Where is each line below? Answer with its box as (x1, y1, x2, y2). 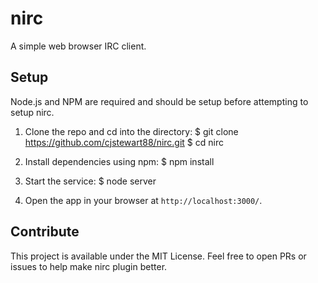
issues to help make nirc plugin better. (10, 260, 168, 272)
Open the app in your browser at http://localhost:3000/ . (24, 194, 263, 206)
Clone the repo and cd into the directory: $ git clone (24, 125, 239, 137)
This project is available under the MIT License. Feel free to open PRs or (10, 250, 307, 262)
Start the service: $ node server (24, 175, 157, 187)
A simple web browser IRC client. (10, 40, 147, 52)
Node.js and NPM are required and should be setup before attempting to (10, 95, 309, 107)
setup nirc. (10, 106, 55, 118)
